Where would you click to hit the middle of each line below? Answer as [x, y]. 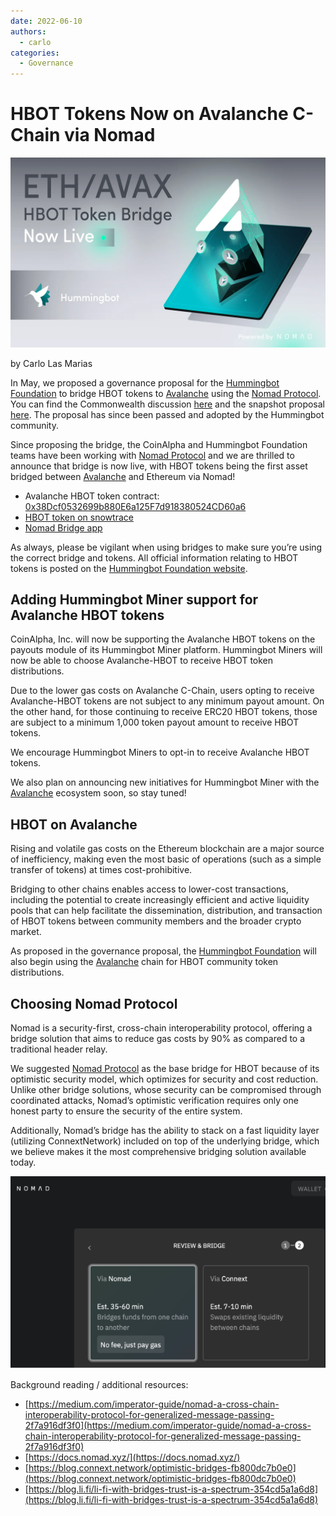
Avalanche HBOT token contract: [92, 496]
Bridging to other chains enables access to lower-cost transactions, [149, 889]
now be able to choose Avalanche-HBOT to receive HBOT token [142, 661]
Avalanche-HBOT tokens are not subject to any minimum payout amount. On [167, 701]
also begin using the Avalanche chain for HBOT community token [144, 962]
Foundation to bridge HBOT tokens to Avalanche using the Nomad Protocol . [166, 393]
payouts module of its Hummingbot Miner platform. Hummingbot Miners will [166, 650]
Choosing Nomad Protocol [94, 1003]
